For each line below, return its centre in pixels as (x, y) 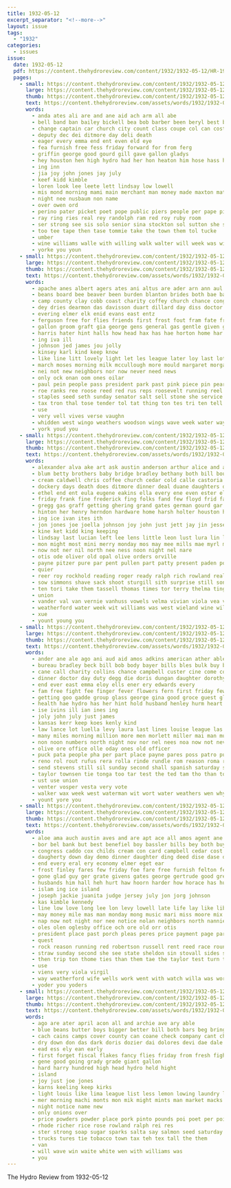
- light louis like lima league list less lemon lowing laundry (126, 1094)
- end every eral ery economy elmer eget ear (98, 863)
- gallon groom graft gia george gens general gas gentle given (126, 327)
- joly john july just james (74, 717)
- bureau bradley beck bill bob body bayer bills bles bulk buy (126, 665)
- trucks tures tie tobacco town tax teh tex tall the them (120, 1138)
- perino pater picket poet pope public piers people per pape (124, 212)
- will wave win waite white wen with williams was (108, 1151)
